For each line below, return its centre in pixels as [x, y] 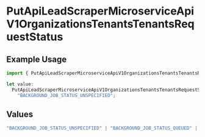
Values [20, 114]
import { [17, 73]
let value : [20, 84]
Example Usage [37, 59]
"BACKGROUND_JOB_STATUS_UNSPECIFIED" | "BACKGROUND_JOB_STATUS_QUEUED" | [102, 129]
